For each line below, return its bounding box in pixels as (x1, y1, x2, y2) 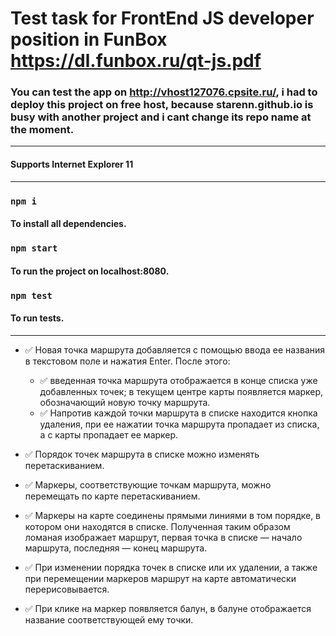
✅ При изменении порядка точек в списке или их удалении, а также (24, 561, 318, 573)
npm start (10, 243, 58, 254)
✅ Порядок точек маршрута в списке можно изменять (24, 448, 260, 460)
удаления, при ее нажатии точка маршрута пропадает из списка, (39, 418, 320, 430)
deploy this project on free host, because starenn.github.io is (10, 98, 314, 112)
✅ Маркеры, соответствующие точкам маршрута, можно (24, 478, 272, 491)
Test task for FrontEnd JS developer (10, 7, 315, 30)
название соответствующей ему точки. (24, 613, 194, 626)
